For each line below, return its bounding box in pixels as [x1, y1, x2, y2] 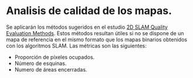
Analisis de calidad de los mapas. [6, 4, 172, 18]
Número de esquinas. [14, 60, 67, 67]
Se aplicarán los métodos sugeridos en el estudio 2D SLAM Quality [6, 23, 168, 30]
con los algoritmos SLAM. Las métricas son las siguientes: [6, 42, 147, 49]
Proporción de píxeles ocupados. [14, 53, 95, 60]
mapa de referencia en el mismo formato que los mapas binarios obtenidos [6, 36, 188, 43]
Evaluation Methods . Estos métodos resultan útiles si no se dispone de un [6, 29, 184, 36]
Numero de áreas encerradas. [14, 66, 87, 73]
